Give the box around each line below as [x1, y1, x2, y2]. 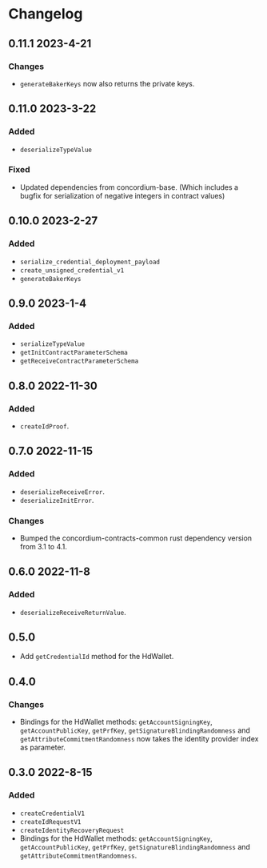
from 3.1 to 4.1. [19, 541, 68, 551]
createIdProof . [19, 421, 70, 431]
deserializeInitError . [19, 495, 94, 504]
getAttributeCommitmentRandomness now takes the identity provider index [19, 734, 259, 744]
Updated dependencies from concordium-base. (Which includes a [19, 182, 238, 192]
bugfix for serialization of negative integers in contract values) [19, 191, 225, 200]
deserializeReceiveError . [19, 486, 106, 496]
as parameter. [19, 742, 66, 753]
